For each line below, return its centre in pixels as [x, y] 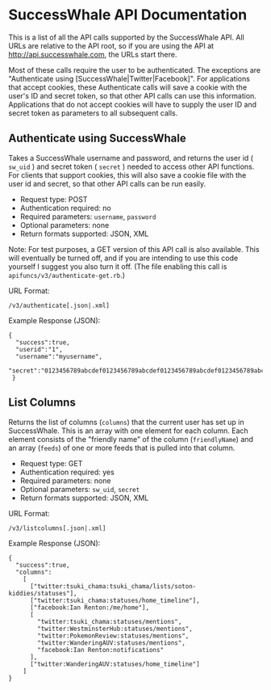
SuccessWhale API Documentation [128, 15]
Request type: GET [51, 463]
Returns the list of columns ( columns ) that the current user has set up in [126, 422]
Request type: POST [54, 199]
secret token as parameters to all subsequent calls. [93, 113]
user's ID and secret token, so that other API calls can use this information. [132, 95]
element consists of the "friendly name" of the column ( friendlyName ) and [131, 439]
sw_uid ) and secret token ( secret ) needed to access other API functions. [131, 166]
